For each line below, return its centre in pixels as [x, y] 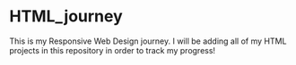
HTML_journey [66, 16]
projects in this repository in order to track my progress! [113, 50]
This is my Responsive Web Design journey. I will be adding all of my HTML [148, 41]
